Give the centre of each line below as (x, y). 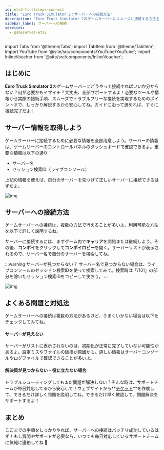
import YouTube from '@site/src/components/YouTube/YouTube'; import (78, 52)
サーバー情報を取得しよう (43, 128)
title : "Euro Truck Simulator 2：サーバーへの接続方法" (59, 14)
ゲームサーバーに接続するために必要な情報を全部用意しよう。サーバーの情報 (82, 140)
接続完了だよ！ (20, 110)
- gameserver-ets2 (28, 32)
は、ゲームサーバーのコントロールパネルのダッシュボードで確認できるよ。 (80, 146)
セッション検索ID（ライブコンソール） (51, 169)
